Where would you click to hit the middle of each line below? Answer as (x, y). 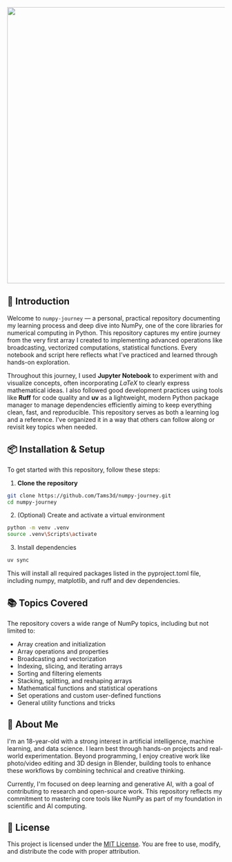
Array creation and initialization (61, 644)
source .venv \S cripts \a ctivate (52, 535)
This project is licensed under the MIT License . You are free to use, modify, (114, 844)
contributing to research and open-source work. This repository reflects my (115, 791)
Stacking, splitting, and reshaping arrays (75, 680)
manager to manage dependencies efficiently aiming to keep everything (109, 405)
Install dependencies (47, 548)
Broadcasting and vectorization (62, 658)
